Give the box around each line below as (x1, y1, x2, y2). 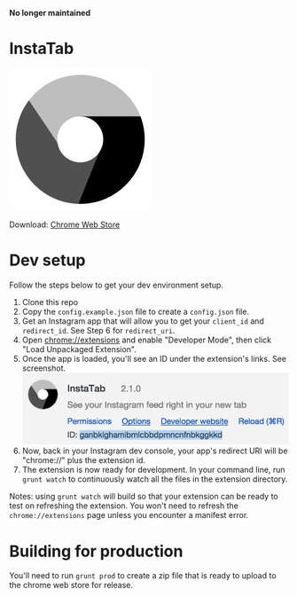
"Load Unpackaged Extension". (21, 343, 137, 354)
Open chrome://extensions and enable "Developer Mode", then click (21, 334, 272, 345)
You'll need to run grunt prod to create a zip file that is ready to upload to (9, 570, 277, 581)
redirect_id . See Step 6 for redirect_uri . (21, 325, 176, 335)
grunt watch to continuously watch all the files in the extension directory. (21, 474, 288, 484)
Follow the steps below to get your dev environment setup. (9, 279, 224, 290)
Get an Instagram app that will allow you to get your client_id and (21, 315, 264, 326)
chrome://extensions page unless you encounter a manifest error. (9, 510, 249, 521)
